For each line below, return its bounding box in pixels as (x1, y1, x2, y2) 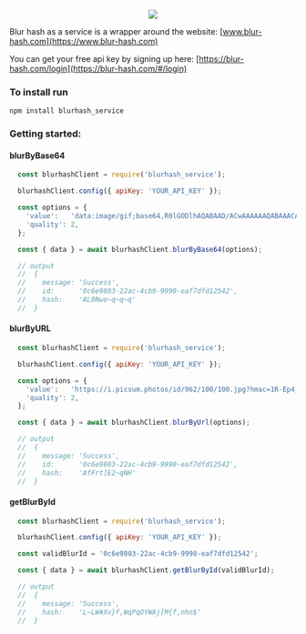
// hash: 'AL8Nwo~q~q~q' (17, 296, 137, 305)
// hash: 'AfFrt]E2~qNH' (17, 468, 137, 478)
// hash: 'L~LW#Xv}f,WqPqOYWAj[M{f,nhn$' (17, 608, 202, 617)
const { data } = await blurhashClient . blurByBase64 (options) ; (17, 245, 262, 254)
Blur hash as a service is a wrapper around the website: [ (9, 26, 223, 36)
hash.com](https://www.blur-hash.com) (9, 36, 158, 46)
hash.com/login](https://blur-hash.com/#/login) (9, 64, 188, 74)
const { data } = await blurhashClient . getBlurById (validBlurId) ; (17, 566, 275, 575)
